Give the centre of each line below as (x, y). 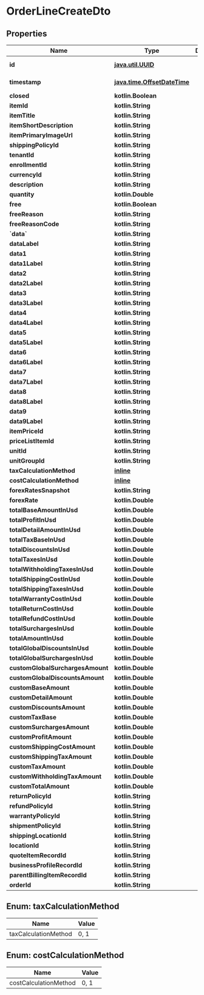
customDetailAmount (41, 698)
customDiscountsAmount (47, 707)
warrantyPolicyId (35, 816)
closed (19, 96)
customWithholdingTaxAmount (56, 776)
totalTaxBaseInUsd (37, 540)
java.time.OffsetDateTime (152, 82)
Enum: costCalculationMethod (65, 955)
